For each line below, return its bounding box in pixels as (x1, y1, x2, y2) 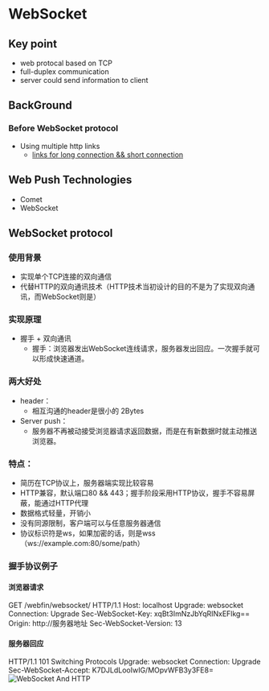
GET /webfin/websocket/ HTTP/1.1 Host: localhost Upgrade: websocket (8, 601, 243, 610)
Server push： (19, 416, 68, 425)
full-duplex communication (19, 67, 110, 77)
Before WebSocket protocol (8, 122, 119, 134)
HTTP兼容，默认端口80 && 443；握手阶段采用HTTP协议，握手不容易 (19, 488, 248, 498)
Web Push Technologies (8, 173, 132, 187)
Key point (8, 37, 58, 51)
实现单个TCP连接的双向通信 (19, 271, 112, 282)
